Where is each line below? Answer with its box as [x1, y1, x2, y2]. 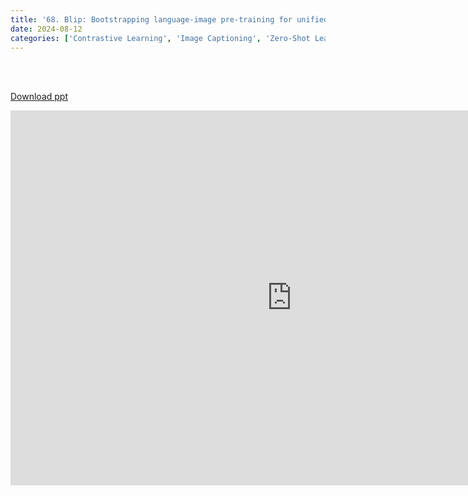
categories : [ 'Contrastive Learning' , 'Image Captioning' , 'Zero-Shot [10, 33, 311, 43]
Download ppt [10, 91, 68, 103]
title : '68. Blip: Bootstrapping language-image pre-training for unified [10, 14, 329, 25]
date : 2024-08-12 [10, 24, 83, 34]
